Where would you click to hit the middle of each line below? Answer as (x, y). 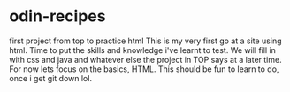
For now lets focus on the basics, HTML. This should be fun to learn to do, (144, 69)
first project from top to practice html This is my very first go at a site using (145, 41)
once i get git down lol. (51, 78)
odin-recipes (57, 16)
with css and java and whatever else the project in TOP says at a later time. (145, 59)
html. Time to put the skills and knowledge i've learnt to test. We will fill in (143, 50)
